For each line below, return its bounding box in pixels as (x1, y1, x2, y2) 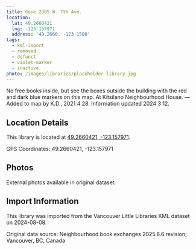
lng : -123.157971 (11, 25, 55, 32)
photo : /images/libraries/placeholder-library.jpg (6, 71, 136, 77)
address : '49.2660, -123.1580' (11, 31, 90, 37)
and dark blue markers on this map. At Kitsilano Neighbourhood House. (6, 94, 184, 101)
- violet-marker (11, 59, 52, 65)
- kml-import (11, 43, 45, 49)
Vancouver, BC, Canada (6, 237, 65, 244)
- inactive (11, 65, 39, 71)
